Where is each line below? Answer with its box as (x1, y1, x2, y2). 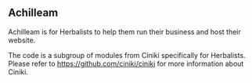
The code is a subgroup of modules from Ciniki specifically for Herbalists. (8, 50, 246, 60)
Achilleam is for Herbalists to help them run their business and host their (8, 27, 241, 36)
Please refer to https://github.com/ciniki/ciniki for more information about (8, 59, 244, 68)
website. (8, 35, 36, 45)
